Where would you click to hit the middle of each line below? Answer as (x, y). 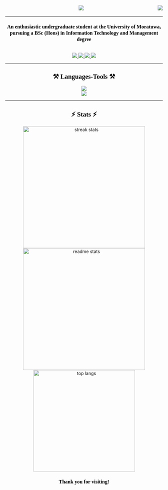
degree (84, 39)
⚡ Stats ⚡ (84, 114)
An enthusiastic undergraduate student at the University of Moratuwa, (84, 26)
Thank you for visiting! (84, 481)
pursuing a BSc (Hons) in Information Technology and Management (84, 33)
